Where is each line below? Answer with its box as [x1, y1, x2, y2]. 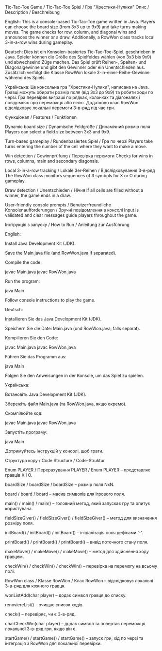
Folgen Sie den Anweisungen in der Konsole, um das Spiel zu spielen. [5, 372, 144, 378]
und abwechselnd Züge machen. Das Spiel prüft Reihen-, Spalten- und [5, 59, 146, 65]
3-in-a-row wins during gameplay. [5, 39, 74, 45]
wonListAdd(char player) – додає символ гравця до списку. [5, 593, 127, 598]
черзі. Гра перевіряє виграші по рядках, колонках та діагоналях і [5, 94, 140, 100]
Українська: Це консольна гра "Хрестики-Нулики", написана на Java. [5, 84, 149, 90]
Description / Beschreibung [5, 9, 60, 15]
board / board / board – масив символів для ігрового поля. [5, 491, 125, 497]
